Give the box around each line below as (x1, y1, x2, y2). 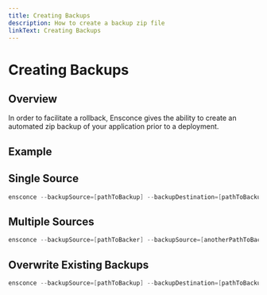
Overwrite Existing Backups (8, 258, 149, 271)
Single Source (8, 172, 79, 185)
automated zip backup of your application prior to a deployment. (8, 122, 219, 131)
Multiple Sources (8, 215, 95, 228)
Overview (8, 92, 58, 106)
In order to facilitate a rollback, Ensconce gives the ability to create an (8, 113, 237, 123)
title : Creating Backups (8, 11, 91, 20)
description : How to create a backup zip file (8, 19, 165, 27)
